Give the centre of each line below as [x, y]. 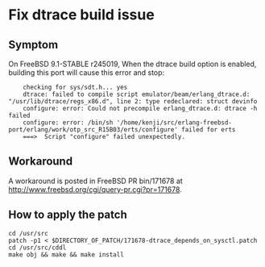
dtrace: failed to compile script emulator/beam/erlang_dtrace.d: [137, 94]
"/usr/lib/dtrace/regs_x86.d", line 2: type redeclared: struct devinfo [133, 102]
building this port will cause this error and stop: [87, 73]
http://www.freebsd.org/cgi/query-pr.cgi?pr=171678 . [95, 189]
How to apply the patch [68, 215]
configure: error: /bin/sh [68, 123]
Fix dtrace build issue [81, 15]
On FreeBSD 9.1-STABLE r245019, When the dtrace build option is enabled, [132, 64]
